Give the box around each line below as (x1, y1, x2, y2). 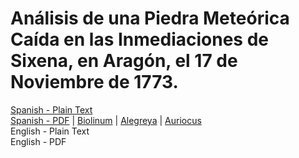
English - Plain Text (10, 125, 90, 137)
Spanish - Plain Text (10, 103, 93, 116)
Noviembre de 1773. (10, 71, 179, 94)
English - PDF (10, 135, 67, 147)
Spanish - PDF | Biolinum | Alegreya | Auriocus (10, 114, 202, 126)
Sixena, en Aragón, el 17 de (10, 50, 238, 72)
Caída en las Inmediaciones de (10, 28, 269, 51)
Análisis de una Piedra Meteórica (10, 7, 290, 30)
